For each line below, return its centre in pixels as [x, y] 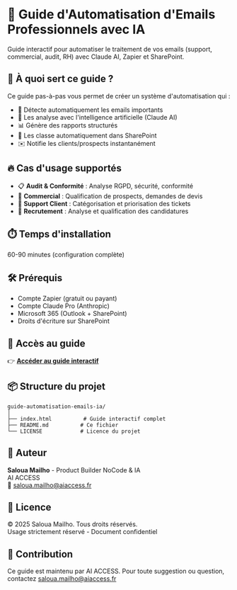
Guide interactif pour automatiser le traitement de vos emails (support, [110, 49]
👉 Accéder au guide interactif [53, 361]
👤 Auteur [27, 453]
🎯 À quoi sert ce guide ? [60, 79]
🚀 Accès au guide [46, 343]
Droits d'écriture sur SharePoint [63, 321]
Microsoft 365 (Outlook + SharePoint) [72, 314]
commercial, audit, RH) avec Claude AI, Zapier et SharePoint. [96, 57]
